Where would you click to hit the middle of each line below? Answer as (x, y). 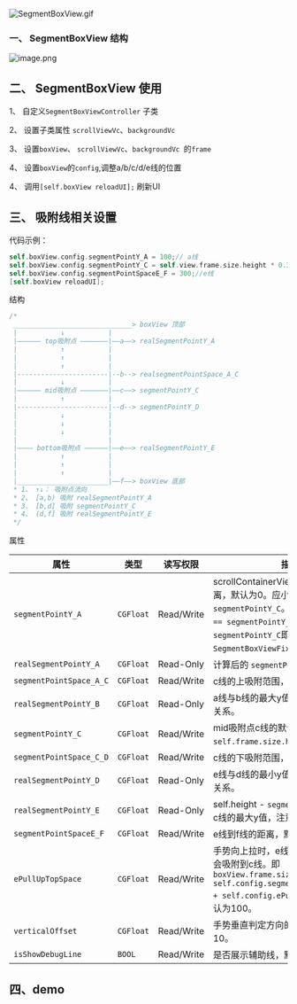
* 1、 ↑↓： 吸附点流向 (50, 489)
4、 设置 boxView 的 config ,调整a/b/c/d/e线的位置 (95, 167)
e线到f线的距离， (248, 835)
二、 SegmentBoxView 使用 (85, 88)
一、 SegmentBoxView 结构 (69, 38)
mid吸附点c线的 (245, 728)
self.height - (239, 805)
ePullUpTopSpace (48, 879)
